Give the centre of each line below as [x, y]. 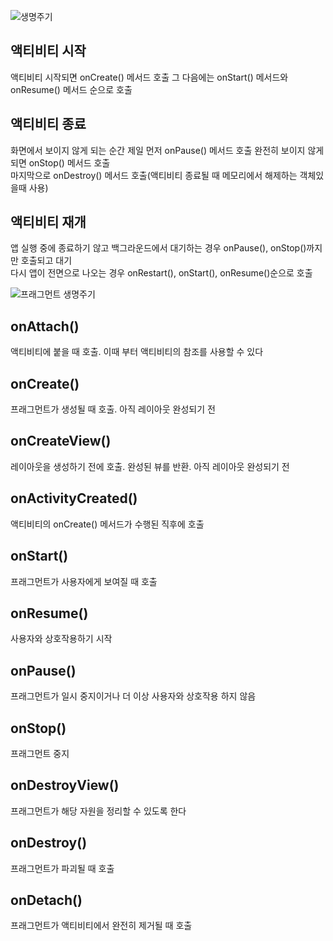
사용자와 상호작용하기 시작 [61, 639]
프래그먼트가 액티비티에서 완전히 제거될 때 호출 [101, 926]
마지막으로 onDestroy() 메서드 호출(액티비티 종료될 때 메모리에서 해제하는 [154, 175]
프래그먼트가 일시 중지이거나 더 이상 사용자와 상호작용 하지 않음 [133, 696]
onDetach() [46, 900]
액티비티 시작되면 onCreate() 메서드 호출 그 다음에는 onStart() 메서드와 [149, 77]
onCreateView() [61, 441]
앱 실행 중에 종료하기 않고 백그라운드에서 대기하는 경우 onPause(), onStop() [158, 248]
